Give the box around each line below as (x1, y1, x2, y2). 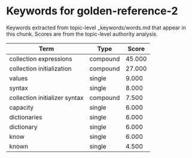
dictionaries (9, 113, 42, 121)
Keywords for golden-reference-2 (6, 4, 178, 18)
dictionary (9, 123, 38, 131)
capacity (9, 103, 34, 111)
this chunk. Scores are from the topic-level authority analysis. (6, 30, 158, 37)
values (9, 74, 28, 82)
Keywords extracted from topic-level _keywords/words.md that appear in (6, 24, 187, 31)
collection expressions (9, 54, 73, 63)
